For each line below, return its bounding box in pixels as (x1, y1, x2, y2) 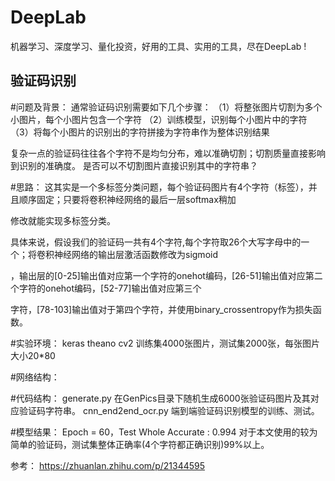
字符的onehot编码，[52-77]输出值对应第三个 (18, 282, 202, 294)
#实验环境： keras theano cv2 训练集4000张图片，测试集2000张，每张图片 (10, 337, 321, 349)
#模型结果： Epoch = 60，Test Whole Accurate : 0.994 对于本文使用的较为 (10, 426, 318, 438)
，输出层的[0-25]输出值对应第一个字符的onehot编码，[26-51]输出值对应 (10, 269, 306, 281)
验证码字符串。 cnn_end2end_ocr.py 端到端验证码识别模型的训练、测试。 (18, 404, 320, 416)
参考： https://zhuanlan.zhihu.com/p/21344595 (10, 459, 206, 471)
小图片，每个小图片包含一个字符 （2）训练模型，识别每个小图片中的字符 (10, 113, 308, 125)
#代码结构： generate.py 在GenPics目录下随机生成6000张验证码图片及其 (10, 392, 311, 404)
